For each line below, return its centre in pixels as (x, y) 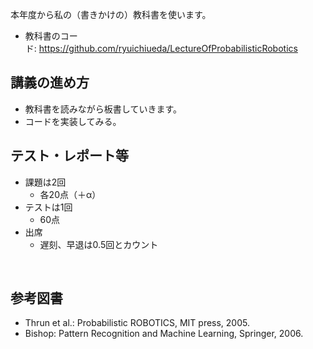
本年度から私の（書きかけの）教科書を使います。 (111, 14)
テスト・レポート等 (69, 156)
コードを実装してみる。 (73, 121)
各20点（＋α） (70, 194)
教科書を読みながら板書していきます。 (103, 109)
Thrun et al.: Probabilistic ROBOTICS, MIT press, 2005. (137, 323)
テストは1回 (48, 207)
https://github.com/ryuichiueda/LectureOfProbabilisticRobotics (168, 48)
